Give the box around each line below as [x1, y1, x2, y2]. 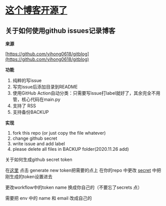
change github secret [12, 135, 57, 141]
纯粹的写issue [12, 77, 42, 84]
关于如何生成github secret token [5, 156, 72, 162]
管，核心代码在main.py [12, 97, 61, 102]
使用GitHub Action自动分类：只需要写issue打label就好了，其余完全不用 [12, 90, 160, 96]
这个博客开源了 [5, 5, 68, 16]
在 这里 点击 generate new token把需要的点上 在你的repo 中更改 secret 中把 [5, 168, 161, 173]
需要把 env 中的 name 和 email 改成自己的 [5, 195, 92, 201]
